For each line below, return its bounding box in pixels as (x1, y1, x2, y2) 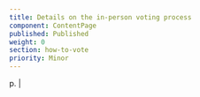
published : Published (9, 29, 89, 38)
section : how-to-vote (9, 46, 89, 55)
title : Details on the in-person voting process (9, 12, 192, 22)
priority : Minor (9, 54, 69, 63)
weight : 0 (9, 37, 46, 47)
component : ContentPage (9, 21, 97, 30)
